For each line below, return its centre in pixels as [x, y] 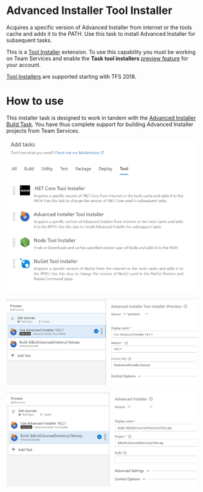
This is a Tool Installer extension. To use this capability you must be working [101, 52]
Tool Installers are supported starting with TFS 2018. [71, 76]
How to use [35, 101]
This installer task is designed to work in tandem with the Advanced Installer [101, 118]
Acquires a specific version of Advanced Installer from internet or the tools [99, 27]
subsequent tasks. [29, 40]
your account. [24, 65]
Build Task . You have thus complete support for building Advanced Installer [100, 124]
